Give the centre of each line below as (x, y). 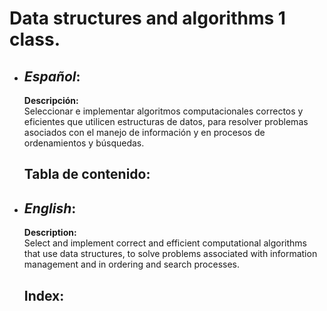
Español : (52, 76)
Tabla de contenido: (87, 174)
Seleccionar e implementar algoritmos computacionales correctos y (163, 111)
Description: (50, 233)
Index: (44, 295)
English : (50, 208)
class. (35, 39)
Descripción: (51, 100)
